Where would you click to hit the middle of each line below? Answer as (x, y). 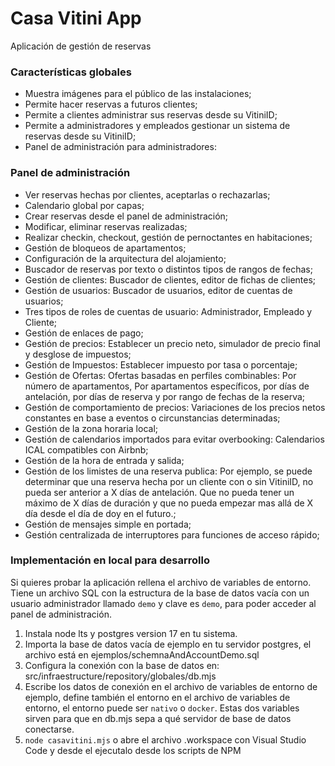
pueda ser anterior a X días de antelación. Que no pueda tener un (159, 492)
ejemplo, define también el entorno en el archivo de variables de (157, 697)
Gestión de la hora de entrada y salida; (104, 460)
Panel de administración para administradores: (120, 147)
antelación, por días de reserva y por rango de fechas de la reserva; (165, 396)
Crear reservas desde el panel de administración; (126, 216)
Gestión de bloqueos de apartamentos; (105, 248)
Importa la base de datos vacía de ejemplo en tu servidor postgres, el (168, 644)
